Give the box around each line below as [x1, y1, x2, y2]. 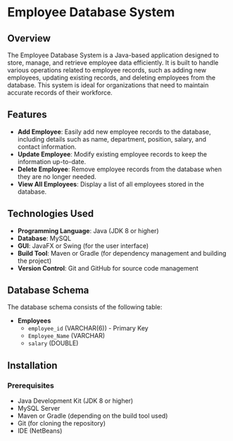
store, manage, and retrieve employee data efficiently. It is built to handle [7, 58, 219, 67]
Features [7, 108, 47, 120]
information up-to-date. [17, 157, 87, 166]
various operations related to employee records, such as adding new [7, 66, 206, 74]
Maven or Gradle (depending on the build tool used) [17, 411, 168, 420]
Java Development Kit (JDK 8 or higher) [17, 397, 134, 405]
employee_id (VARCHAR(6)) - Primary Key [27, 324, 149, 333]
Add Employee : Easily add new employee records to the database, [17, 128, 211, 136]
